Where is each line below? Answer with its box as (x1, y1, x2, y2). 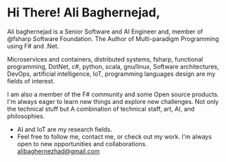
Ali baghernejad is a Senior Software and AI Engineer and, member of (7, 27, 203, 36)
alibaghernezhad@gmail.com (16, 147, 100, 155)
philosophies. (7, 111, 45, 120)
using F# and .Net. (7, 42, 60, 50)
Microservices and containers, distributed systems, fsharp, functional (7, 55, 203, 63)
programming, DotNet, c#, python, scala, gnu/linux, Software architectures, (7, 62, 219, 70)
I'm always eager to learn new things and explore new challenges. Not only (7, 97, 219, 105)
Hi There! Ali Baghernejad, (7, 5, 161, 21)
